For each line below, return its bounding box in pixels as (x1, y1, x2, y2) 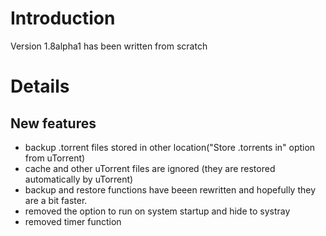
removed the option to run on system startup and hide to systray (24, 205, 291, 217)
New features (10, 115, 97, 132)
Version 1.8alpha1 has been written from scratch (10, 40, 208, 52)
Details (10, 75, 70, 98)
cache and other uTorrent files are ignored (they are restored (24, 162, 276, 174)
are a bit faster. (24, 194, 88, 206)
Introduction (10, 7, 116, 30)
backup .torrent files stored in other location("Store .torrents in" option (24, 141, 316, 153)
